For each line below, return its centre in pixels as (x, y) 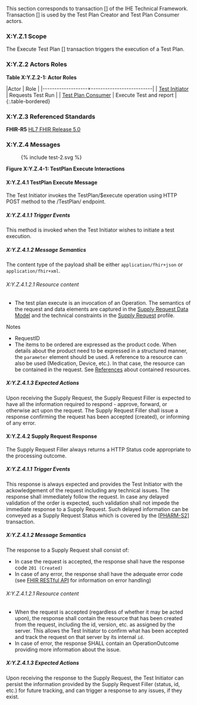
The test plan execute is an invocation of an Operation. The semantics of (103, 302)
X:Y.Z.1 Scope (26, 36)
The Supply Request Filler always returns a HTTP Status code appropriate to (98, 449)
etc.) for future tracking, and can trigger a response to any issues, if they (94, 690)
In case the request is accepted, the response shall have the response (100, 561)
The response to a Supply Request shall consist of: (68, 550)
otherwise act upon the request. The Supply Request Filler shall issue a (92, 410)
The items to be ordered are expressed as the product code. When (95, 344)
